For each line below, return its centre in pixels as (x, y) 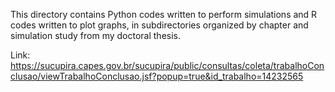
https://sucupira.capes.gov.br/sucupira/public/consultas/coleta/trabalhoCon (167, 65)
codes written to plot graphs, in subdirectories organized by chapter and (159, 25)
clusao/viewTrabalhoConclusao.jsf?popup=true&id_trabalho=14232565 (157, 76)
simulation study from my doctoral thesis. (96, 35)
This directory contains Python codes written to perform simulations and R (164, 14)
